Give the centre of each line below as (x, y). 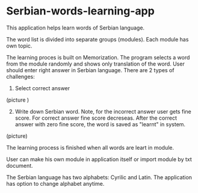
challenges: (20, 76)
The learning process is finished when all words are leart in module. (90, 147)
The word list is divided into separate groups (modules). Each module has (97, 39)
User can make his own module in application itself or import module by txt (99, 159)
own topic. (19, 46)
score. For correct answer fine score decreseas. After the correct (96, 118)
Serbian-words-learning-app (80, 11)
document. (20, 165)
